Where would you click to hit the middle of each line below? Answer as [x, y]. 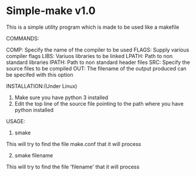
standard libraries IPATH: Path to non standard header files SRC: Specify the [98, 62]
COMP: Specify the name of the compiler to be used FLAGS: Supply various [98, 50]
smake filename [34, 155]
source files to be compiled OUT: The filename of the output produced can [96, 68]
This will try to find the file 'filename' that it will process [73, 167]
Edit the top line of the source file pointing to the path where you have [99, 103]
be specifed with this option [40, 75]
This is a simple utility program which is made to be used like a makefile [93, 27]
